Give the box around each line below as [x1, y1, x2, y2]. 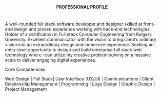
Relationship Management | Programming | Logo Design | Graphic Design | [5, 81, 155, 87]
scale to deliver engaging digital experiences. [5, 57, 97, 63]
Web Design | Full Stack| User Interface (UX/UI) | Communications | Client [5, 76, 154, 82]
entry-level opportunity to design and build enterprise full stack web [5, 47, 142, 53]
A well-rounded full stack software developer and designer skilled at [5, 21, 142, 27]
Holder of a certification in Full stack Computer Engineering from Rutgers [5, 32, 152, 37]
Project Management [5, 86, 47, 92]
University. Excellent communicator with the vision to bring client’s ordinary [5, 36, 157, 43]
